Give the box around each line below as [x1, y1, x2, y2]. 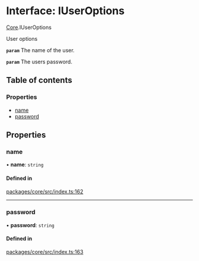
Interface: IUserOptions [6, 4, 125, 18]
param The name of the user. [6, 46, 75, 54]
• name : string [6, 161, 44, 168]
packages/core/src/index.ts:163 [6, 249, 84, 256]
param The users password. [6, 58, 73, 65]
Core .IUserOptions [6, 24, 52, 31]
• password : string [6, 221, 55, 228]
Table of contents [6, 75, 72, 85]
